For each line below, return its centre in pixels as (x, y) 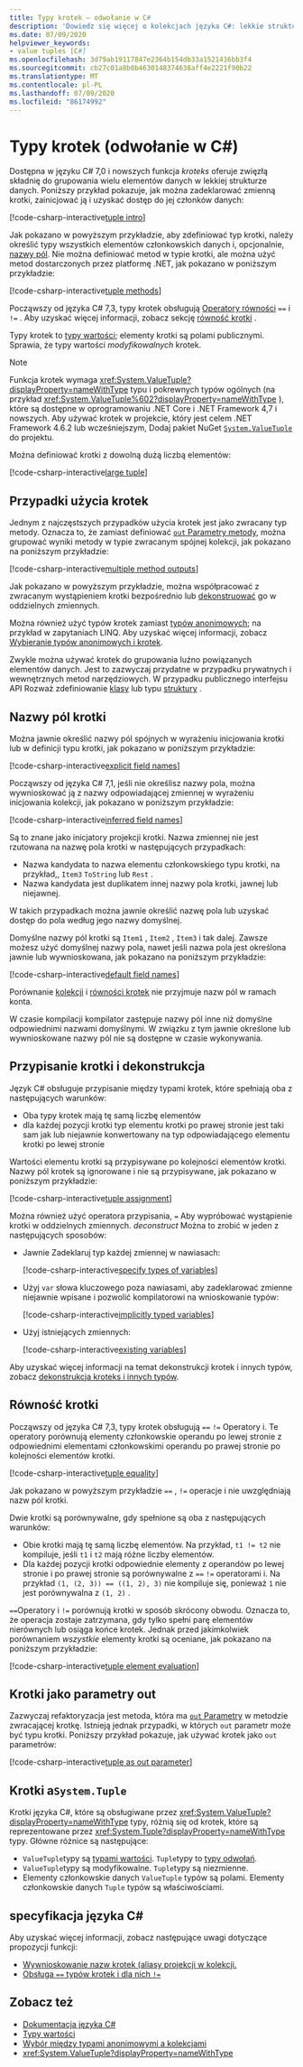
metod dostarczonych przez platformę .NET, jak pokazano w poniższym (143, 264)
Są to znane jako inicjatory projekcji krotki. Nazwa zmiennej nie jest (134, 837)
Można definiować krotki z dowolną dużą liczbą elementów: (120, 455)
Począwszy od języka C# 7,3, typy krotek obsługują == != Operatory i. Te (144, 1426)
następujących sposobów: (58, 1235)
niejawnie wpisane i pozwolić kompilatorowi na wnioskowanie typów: (151, 1297)
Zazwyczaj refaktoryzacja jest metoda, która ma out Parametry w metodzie (149, 1716)
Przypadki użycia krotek (79, 501)
